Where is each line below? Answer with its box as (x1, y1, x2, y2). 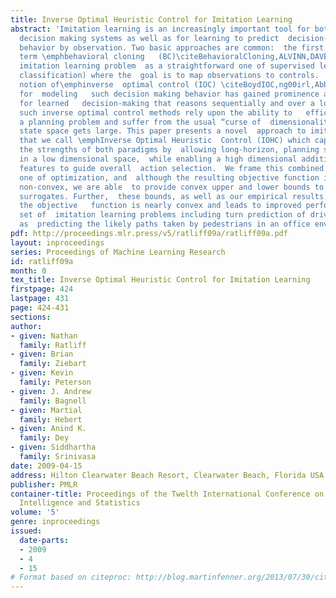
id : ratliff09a (10, 256, 74, 266)
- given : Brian (10, 349, 74, 360)
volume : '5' (10, 507, 60, 518)
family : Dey (19, 433, 70, 443)
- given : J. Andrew (10, 386, 92, 396)
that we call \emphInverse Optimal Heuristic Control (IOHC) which (19, 136, 311, 146)
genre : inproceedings (10, 517, 101, 527)
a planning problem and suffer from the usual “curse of (19, 117, 262, 127)
